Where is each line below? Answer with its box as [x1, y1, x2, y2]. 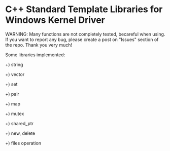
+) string [5, 61, 23, 67]
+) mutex [5, 110, 24, 117]
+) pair [5, 91, 19, 97]
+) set [5, 81, 18, 87]
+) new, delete [5, 130, 36, 136]
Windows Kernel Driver [5, 14, 105, 26]
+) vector [5, 71, 25, 77]
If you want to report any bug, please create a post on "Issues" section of [5, 36, 159, 43]
